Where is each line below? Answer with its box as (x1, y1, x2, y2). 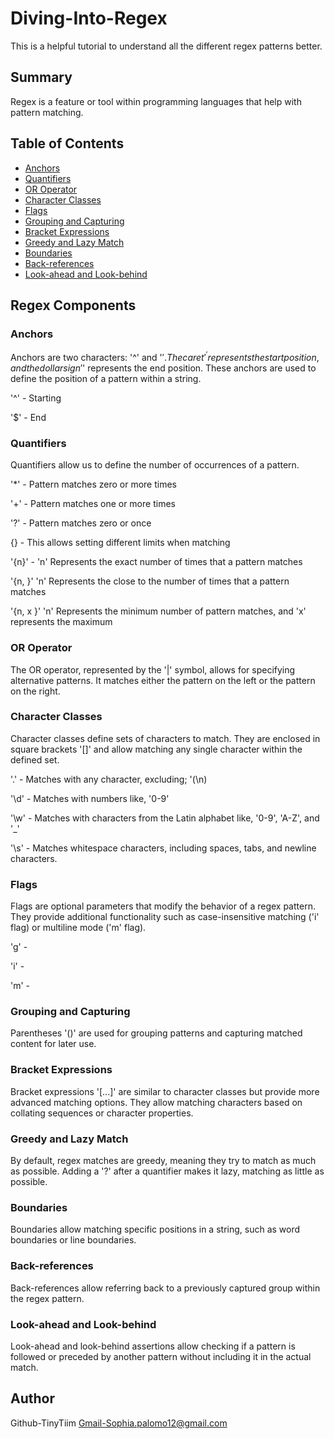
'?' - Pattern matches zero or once (10, 517, 152, 529)
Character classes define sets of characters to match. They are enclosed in (10, 732, 321, 744)
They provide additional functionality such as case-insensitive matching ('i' (10, 911, 320, 923)
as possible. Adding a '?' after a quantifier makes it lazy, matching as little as (10, 1165, 325, 1177)
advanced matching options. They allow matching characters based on (10, 1096, 303, 1108)
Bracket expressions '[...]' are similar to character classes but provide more (10, 1085, 320, 1097)
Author (10, 1390, 55, 1407)
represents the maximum (10, 616, 113, 628)
